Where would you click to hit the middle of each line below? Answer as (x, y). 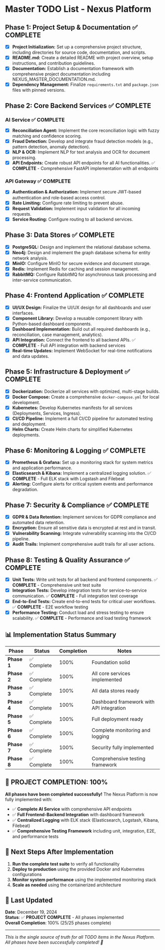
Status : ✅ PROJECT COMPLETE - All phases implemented (65, 917)
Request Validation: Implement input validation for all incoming (76, 208)
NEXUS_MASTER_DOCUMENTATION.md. (54, 79)
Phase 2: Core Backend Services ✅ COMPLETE (78, 105)
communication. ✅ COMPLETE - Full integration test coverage (75, 596)
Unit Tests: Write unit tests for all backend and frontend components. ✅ (85, 579)
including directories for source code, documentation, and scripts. (79, 52)
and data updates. (30, 356)
